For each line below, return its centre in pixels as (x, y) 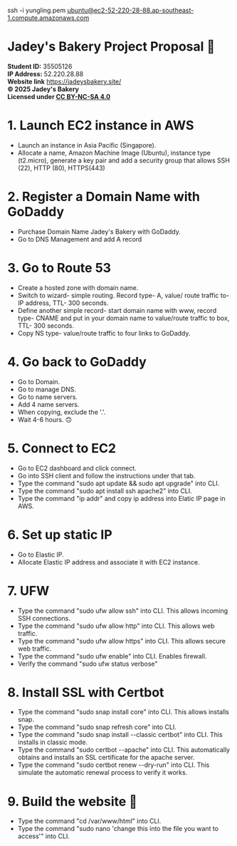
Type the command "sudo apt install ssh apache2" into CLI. (105, 490)
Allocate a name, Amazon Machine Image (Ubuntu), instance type (114, 153)
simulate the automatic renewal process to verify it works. (102, 773)
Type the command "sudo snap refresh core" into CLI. (97, 727)
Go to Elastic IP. (41, 554)
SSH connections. (44, 618)
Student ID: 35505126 (40, 66)
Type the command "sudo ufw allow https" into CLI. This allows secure (122, 641)
